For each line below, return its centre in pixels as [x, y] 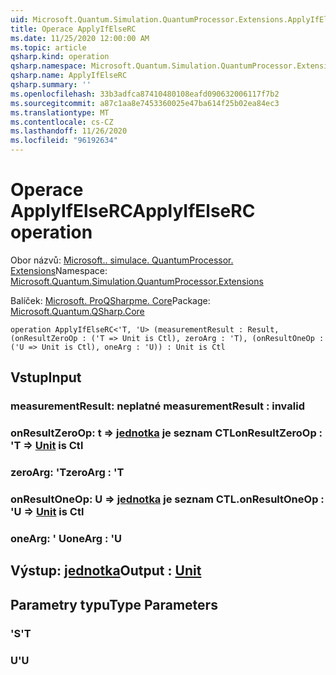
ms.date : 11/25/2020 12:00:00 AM [80, 38]
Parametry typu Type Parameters [114, 604]
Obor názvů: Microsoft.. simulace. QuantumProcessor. [122, 260]
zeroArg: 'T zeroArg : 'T [67, 473]
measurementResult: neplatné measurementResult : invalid [157, 406]
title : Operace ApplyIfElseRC [73, 29]
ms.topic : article [48, 47]
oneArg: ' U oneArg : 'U [66, 538]
